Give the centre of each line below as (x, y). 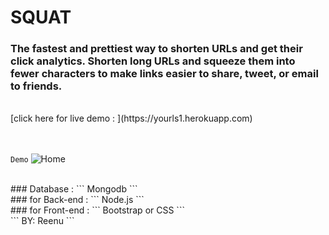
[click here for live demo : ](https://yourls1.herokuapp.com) (131, 118)
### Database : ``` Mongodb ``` (74, 189)
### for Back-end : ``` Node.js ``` (77, 200)
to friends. (36, 86)
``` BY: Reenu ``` (42, 221)
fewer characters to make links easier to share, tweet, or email (164, 74)
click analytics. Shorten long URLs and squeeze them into (153, 61)
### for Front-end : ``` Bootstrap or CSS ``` (97, 210)
